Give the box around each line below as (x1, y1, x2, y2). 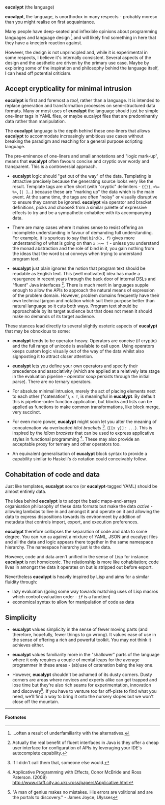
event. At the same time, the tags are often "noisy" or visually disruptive (12, 194, 158, 200)
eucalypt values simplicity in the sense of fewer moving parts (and (12, 626, 148, 632)
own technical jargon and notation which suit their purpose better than (12, 298, 155, 304)
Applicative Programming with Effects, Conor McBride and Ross (12, 769, 141, 775)
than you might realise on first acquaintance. (5, 19, 96, 25)
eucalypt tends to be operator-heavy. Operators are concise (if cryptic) (12, 338, 157, 344)
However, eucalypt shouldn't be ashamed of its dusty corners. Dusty (12, 672, 152, 677)
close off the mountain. (12, 699, 59, 705)
